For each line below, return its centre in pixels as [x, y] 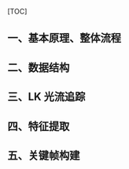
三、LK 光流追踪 [46, 97]
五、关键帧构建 [44, 155]
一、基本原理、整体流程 [64, 38]
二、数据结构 [39, 68]
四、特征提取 [39, 126]
